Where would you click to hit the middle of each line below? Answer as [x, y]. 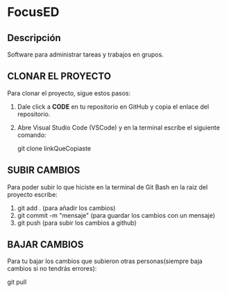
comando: [32, 135]
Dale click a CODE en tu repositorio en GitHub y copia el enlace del [113, 106]
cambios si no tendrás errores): [52, 269]
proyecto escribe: [32, 194]
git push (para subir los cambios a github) [77, 223]
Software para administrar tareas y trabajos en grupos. [86, 54]
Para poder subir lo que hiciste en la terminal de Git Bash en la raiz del [108, 187]
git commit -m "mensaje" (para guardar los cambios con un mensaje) [116, 215]
